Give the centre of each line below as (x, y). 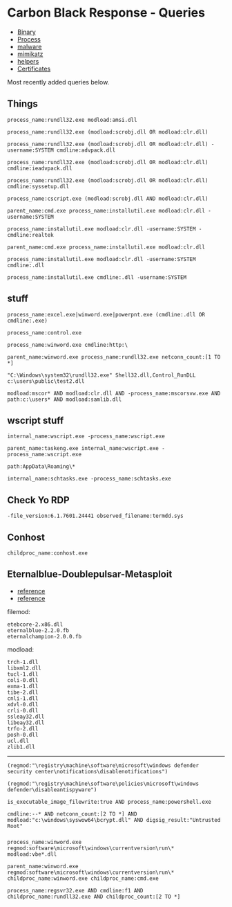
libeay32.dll (26, 722)
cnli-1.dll (23, 698)
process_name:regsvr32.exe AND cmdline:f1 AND (75, 890)
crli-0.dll (23, 710)
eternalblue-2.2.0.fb (38, 630)
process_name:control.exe (44, 333)
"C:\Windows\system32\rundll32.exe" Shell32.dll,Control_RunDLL (101, 375)
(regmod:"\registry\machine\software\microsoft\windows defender (103, 765)
